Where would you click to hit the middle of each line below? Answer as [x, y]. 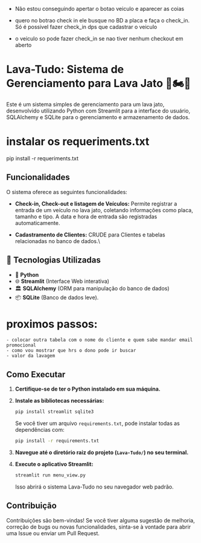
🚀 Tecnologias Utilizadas [53, 260]
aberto [23, 45]
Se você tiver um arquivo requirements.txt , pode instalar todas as [97, 423]
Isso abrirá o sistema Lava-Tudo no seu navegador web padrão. [94, 487]
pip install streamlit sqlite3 [54, 412]
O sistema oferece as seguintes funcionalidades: [67, 192]
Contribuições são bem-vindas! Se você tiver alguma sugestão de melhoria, [101, 520]
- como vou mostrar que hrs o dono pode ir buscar [71, 351]
